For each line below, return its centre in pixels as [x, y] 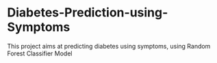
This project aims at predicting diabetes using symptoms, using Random [109, 46]
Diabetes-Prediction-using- [88, 13]
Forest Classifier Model [40, 53]
